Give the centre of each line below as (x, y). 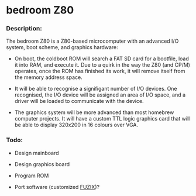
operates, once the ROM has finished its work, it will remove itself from (100, 71)
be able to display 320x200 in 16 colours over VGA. (76, 125)
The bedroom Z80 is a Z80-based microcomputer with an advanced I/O (92, 41)
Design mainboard (37, 153)
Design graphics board (42, 164)
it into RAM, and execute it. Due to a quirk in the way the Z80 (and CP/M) (102, 65)
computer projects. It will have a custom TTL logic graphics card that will (102, 119)
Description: (24, 29)
